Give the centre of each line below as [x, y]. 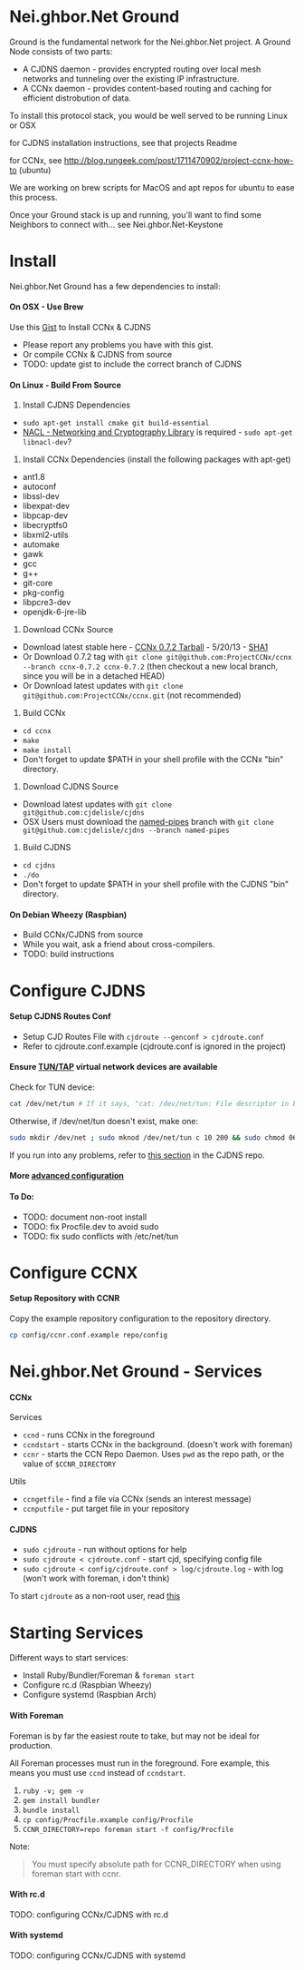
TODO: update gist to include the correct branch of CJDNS [132, 364]
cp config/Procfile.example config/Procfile [108, 1820]
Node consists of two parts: [61, 51]
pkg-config [43, 593]
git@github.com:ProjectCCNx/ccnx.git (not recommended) [132, 695]
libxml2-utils [46, 535]
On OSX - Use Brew [47, 307]
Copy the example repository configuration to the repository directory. [140, 1318]
